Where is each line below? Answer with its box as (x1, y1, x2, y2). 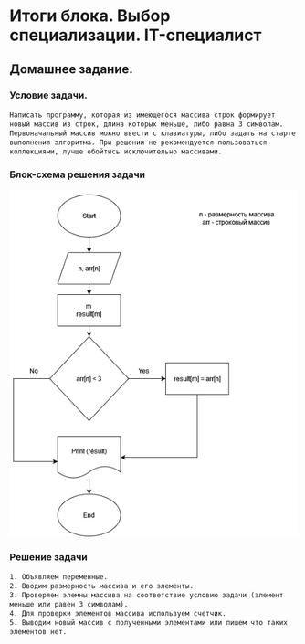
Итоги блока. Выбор (9, 5, 171, 26)
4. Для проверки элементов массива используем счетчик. (9, 609, 226, 618)
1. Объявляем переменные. (9, 573, 108, 582)
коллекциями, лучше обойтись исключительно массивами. (9, 147, 223, 156)
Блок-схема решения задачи (9, 168, 146, 181)
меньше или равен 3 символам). (9, 600, 129, 609)
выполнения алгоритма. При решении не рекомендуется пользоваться (9, 138, 268, 147)
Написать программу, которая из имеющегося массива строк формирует (9, 111, 276, 120)
